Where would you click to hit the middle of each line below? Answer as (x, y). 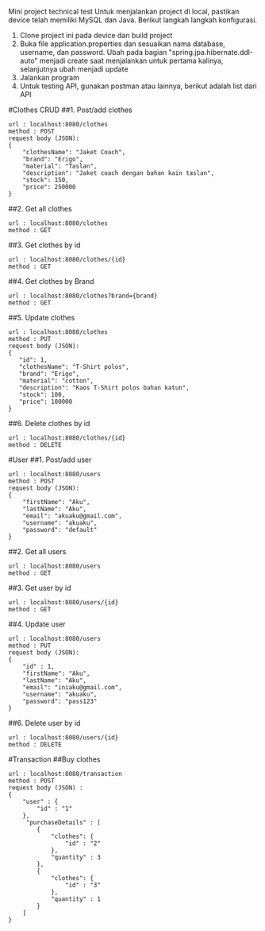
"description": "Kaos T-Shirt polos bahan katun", (104, 388)
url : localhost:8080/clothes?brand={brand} (83, 296)
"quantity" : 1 (76, 899)
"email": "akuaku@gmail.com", (73, 516)
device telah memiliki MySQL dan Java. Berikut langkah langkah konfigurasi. (133, 20)
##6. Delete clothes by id (49, 423)
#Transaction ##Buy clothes (54, 759)
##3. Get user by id (40, 588)
